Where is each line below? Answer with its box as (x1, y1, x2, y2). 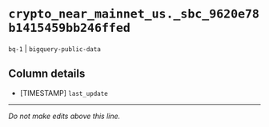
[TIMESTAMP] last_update (19, 88, 108, 97)
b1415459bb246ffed (8, 21, 130, 36)
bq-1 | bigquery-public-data (8, 43, 102, 54)
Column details (8, 67, 86, 81)
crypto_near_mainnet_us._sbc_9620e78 (8, 6, 260, 22)
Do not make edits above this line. (8, 111, 121, 121)
